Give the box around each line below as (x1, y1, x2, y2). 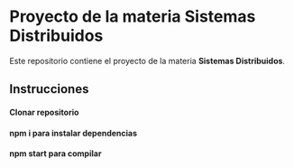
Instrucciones (9, 81, 89, 97)
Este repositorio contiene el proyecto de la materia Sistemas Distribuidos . (9, 55, 286, 66)
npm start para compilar (9, 148, 102, 159)
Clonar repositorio (9, 107, 79, 117)
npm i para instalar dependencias (9, 127, 138, 138)
